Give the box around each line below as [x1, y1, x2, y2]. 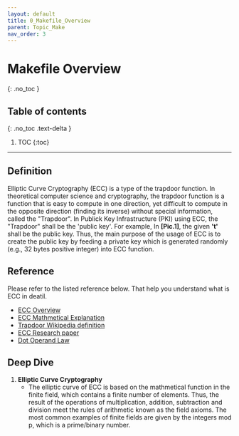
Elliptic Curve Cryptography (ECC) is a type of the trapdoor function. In [7, 184, 216, 192]
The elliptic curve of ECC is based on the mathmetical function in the [28, 383, 230, 392]
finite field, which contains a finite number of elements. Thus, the [28, 390, 219, 399]
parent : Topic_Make [7, 24, 65, 31]
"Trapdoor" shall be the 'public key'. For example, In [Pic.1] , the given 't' [7, 222, 218, 230]
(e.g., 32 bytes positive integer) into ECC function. [7, 244, 154, 253]
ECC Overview [17, 306, 61, 314]
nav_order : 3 [7, 30, 46, 38]
